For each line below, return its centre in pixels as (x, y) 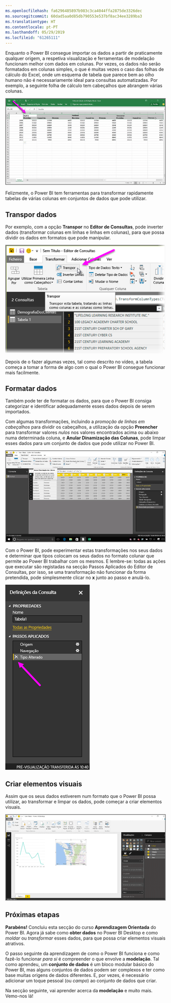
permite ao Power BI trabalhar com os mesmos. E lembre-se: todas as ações (85, 561)
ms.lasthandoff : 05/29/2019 (35, 32)
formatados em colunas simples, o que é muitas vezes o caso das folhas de (85, 69)
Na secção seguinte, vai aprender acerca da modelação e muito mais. (79, 990)
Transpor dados (31, 215)
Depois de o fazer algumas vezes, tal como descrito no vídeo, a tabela (79, 362)
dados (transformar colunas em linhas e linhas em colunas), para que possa (85, 232)
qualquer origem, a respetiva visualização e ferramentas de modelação (80, 58)
